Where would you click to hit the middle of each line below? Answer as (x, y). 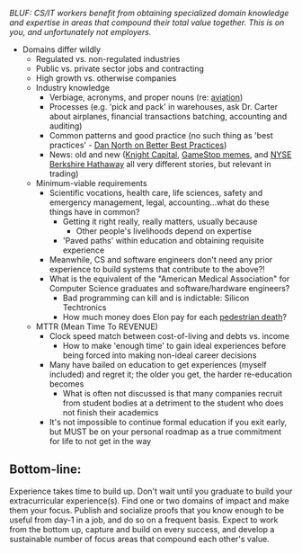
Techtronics (84, 308)
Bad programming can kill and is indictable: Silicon (156, 298)
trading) (64, 174)
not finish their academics (111, 412)
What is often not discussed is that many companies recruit (173, 393)
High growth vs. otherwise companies (106, 78)
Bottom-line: (45, 470)
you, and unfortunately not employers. (80, 32)
